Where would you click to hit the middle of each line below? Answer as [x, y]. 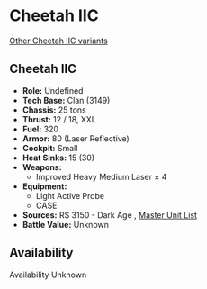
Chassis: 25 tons [54, 110]
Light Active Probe [70, 195]
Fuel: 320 [40, 129]
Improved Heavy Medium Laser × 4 [101, 176]
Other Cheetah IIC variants [58, 41]
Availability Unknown [48, 275]
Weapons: [42, 167]
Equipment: [45, 186]
